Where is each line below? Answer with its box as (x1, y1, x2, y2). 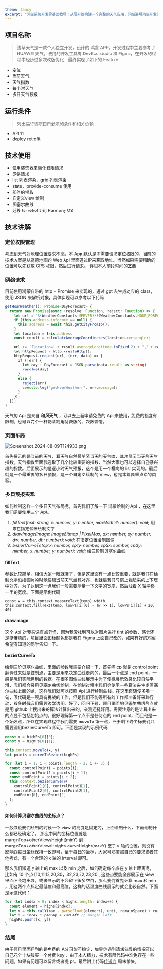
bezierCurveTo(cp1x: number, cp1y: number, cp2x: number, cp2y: (12, 542, 142, 548)
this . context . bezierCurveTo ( (9, 779, 68, 784)
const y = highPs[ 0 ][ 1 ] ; (5, 739, 55, 744)
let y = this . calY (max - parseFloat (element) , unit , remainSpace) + (9, 908, 151, 913)
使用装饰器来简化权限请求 (12, 165, 64, 171)
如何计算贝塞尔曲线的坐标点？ (5, 813, 65, 819)
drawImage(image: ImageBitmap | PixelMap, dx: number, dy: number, (12, 531, 152, 537)
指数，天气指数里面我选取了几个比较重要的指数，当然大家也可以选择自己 (5, 459, 149, 465)
